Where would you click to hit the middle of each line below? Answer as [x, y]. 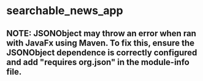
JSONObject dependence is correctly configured [102, 52]
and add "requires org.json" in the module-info [98, 62]
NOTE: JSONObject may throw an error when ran [101, 33]
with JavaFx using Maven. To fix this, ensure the [101, 43]
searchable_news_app [65, 11]
